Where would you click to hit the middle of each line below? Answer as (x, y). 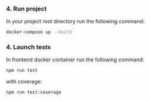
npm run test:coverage (34, 92)
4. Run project (26, 9)
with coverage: (24, 82)
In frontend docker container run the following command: (75, 60)
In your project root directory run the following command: (75, 22)
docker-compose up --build (39, 32)
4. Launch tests (28, 47)
